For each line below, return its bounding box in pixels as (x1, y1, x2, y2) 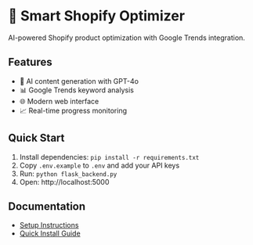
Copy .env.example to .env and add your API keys (19, 160, 180, 170)
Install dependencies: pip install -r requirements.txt (19, 152, 200, 161)
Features (8, 56, 52, 69)
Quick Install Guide (19, 229, 81, 238)
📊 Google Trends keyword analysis (19, 85, 135, 95)
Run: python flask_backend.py (19, 168, 117, 178)
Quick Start (8, 132, 65, 145)
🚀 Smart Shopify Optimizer (8, 7, 186, 25)
